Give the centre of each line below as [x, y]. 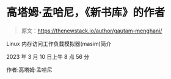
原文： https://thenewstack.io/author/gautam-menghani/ [92, 31]
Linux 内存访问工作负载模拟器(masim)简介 [59, 43]
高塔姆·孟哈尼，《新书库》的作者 [86, 13]
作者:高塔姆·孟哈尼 [30, 70]
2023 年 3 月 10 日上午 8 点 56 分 [48, 56]
